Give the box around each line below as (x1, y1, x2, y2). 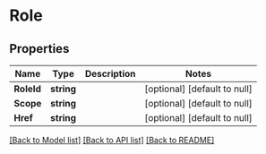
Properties (9, 41, 70, 56)
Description (84, 68, 136, 80)
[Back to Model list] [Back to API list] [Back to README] (9, 135, 215, 145)
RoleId (13, 82, 42, 95)
